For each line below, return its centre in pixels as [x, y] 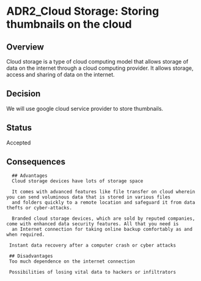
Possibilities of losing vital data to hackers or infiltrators [92, 272]
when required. [26, 235]
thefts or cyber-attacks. [39, 208]
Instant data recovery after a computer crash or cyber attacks [92, 245]
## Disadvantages [31, 256]
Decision [24, 94]
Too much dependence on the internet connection [72, 261]
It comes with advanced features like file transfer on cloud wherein [104, 192]
